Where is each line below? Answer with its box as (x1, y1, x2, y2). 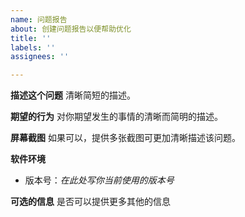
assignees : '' (10, 52, 70, 62)
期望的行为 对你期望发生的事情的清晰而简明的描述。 (10, 111, 223, 123)
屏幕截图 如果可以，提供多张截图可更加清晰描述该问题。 (10, 132, 241, 144)
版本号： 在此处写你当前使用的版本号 (24, 174, 175, 186)
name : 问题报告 (10, 14, 68, 25)
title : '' (10, 33, 52, 43)
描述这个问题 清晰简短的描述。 (10, 89, 136, 101)
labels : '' (10, 42, 56, 53)
